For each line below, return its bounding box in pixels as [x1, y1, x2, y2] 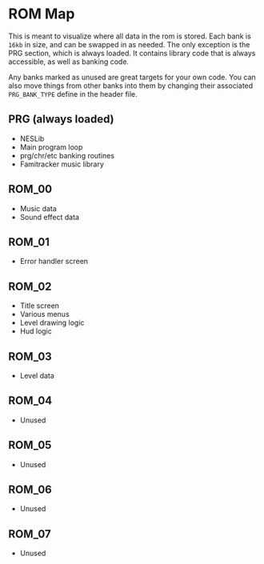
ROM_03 [8, 350, 52, 363]
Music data [19, 203, 58, 213]
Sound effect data [19, 212, 80, 222]
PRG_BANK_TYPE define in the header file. [8, 89, 138, 98]
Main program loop [19, 142, 83, 152]
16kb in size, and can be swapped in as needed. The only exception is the [8, 39, 250, 49]
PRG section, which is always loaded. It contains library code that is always [8, 48, 256, 58]
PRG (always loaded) [8, 113, 114, 126]
